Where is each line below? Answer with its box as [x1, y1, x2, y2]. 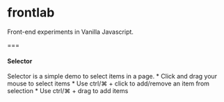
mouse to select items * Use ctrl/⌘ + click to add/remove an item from [7, 79, 210, 88]
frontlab [7, 5, 55, 21]
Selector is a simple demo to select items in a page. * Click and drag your [7, 72, 218, 81]
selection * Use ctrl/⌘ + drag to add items [7, 87, 129, 95]
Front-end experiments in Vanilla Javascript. [7, 28, 134, 36]
